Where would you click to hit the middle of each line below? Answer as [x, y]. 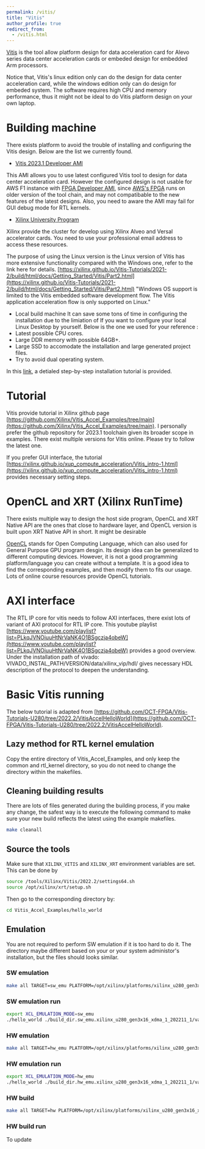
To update [19, 1140]
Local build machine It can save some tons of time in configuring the [101, 314]
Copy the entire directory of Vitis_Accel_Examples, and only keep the [93, 759]
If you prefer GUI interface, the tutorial [54, 457]
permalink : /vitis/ [31, 12]
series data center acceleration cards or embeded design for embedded [97, 59]
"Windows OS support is [167, 289]
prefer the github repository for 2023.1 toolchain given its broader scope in [100, 432]
